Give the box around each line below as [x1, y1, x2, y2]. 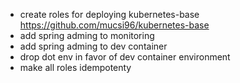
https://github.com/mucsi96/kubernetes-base [19, 19, 210, 31]
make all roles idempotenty [19, 62, 132, 73]
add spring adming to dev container [19, 40, 168, 52]
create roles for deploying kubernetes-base [19, 9, 200, 20]
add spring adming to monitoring [19, 30, 155, 41]
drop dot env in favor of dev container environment [19, 51, 231, 63]
